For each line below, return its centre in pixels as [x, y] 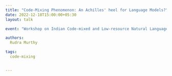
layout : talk [19, 19]
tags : [11, 52]
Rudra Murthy [24, 43]
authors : [15, 38]
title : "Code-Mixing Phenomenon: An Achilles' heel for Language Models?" [87, 10]
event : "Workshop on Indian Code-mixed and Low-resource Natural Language [87, 29]
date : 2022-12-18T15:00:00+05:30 [41, 15]
